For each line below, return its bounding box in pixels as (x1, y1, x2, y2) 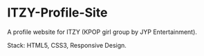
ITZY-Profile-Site (7, 5, 108, 21)
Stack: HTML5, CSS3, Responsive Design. (7, 41, 127, 49)
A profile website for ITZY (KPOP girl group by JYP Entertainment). (7, 28, 197, 36)
